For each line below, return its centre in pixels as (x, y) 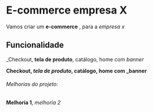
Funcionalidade (35, 45)
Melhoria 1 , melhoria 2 (33, 102)
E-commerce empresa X (67, 10)
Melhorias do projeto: (32, 84)
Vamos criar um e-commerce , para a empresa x (65, 27)
